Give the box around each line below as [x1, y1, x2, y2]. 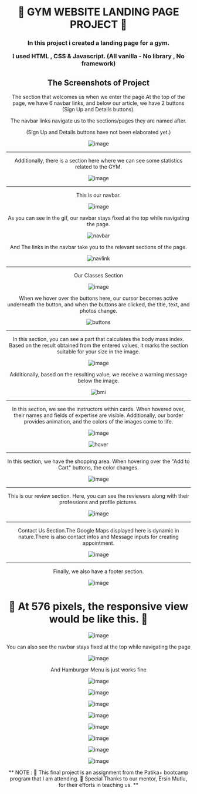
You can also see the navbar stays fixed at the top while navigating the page [6, 643, 191, 650]
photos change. [79, 307, 118, 315]
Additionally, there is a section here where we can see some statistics [14, 157, 183, 164]
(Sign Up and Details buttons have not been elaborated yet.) [26, 129, 171, 136]
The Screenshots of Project [47, 78, 150, 88]
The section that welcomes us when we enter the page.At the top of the [12, 94, 185, 101]
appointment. [82, 540, 115, 547]
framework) [81, 59, 116, 68]
